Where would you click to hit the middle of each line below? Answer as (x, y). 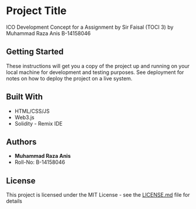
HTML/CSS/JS (32, 111)
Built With (24, 97)
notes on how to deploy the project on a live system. (69, 78)
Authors (21, 142)
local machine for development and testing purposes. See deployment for (95, 72)
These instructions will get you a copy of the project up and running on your (98, 66)
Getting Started (35, 52)
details (14, 201)
